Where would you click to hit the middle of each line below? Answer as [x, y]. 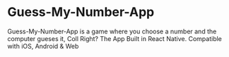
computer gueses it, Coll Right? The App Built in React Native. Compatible [115, 38]
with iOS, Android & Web [43, 46]
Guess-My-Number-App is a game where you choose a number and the [112, 31]
